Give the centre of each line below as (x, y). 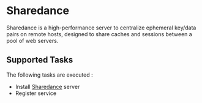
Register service (36, 93)
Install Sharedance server (47, 86)
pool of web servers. (32, 40)
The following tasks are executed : (50, 75)
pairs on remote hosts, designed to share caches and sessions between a (99, 34)
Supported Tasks (40, 60)
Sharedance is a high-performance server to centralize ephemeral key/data (101, 28)
